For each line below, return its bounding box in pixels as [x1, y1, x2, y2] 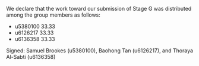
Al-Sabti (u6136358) [6, 54, 56, 60]
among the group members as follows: [6, 11, 101, 18]
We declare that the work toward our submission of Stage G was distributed [6, 5, 192, 12]
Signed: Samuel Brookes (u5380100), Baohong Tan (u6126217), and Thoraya [6, 47, 194, 54]
